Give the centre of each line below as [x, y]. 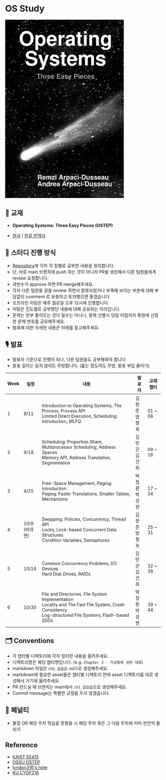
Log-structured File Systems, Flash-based [85, 615]
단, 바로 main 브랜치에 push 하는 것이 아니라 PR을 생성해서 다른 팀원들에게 [84, 272]
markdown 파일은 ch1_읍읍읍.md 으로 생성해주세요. [60, 668]
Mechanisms [55, 499]
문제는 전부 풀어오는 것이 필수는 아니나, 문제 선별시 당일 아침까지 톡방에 [81, 315]
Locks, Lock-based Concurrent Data [79, 530]
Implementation [58, 599]
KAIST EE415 [25, 757]
